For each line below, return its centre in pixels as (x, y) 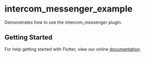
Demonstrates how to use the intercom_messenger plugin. (63, 22)
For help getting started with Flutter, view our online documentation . (73, 49)
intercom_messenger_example (69, 9)
